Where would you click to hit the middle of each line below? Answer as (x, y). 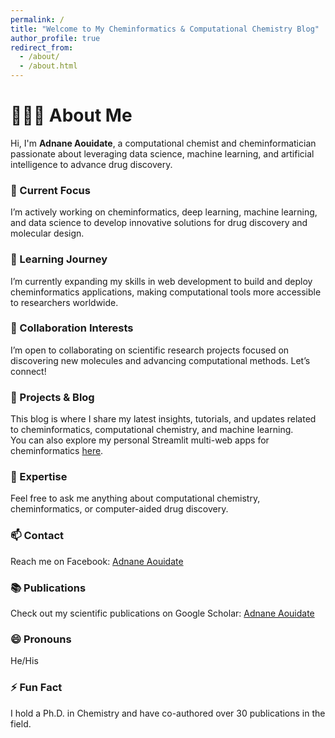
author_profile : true (55, 38)
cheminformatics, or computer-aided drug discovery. (119, 509)
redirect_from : (42, 47)
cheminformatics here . (57, 451)
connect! (28, 371)
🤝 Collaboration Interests (72, 328)
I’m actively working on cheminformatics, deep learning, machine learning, (164, 212)
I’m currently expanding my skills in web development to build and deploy (161, 281)
